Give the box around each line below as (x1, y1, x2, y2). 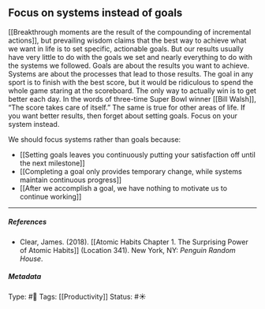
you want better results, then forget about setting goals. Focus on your (8, 110, 238, 121)
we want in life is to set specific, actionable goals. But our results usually (8, 43, 244, 54)
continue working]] (19, 192, 82, 201)
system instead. (8, 119, 60, 128)
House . (19, 254, 43, 263)
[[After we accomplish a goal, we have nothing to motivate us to (19, 183, 227, 192)
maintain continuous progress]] (19, 175, 122, 184)
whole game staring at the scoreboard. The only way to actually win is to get (8, 86, 256, 95)
